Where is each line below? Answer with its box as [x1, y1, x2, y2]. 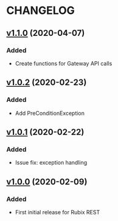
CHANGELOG [6, 4, 75, 18]
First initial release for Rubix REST [15, 208, 100, 216]
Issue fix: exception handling [15, 159, 88, 166]
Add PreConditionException [15, 109, 85, 117]
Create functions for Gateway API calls [15, 59, 113, 67]
